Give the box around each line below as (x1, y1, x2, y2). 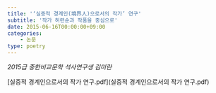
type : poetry (7, 43, 46, 50)
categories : (7, 29, 42, 37)
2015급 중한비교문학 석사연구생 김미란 (7, 63, 112, 71)
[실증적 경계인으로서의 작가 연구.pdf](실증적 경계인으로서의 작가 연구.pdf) (7, 78, 210, 86)
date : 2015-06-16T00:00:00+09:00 (7, 23, 106, 30)
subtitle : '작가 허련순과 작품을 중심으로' (7, 17, 118, 24)
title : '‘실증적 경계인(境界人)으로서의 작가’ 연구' (7, 10, 142, 17)
